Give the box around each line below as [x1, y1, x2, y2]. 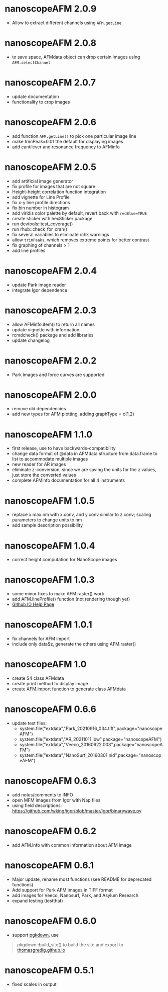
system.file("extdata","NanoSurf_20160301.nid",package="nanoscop [19, 752, 161, 758]
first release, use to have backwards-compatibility [12, 445, 116, 452]
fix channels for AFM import [12, 636, 70, 642]
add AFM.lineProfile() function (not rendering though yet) [12, 596, 130, 602]
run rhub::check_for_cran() [12, 226, 68, 232]
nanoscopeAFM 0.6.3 [5, 775, 96, 787]
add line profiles [12, 247, 46, 253]
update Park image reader [12, 282, 66, 288]
